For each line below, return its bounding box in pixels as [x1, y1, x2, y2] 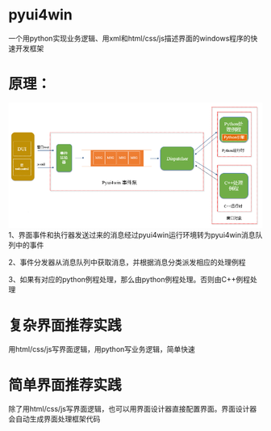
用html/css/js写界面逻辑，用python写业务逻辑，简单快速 [8, 344, 196, 354]
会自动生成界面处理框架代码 [8, 414, 101, 424]
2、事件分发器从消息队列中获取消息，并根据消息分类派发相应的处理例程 [8, 257, 246, 268]
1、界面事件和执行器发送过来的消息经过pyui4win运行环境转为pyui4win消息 [8, 230, 256, 240]
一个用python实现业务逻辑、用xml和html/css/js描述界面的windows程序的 [8, 33, 252, 43]
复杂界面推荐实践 [8, 316, 123, 335]
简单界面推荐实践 [8, 376, 123, 394]
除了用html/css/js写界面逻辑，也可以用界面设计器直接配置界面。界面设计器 [8, 404, 257, 414]
